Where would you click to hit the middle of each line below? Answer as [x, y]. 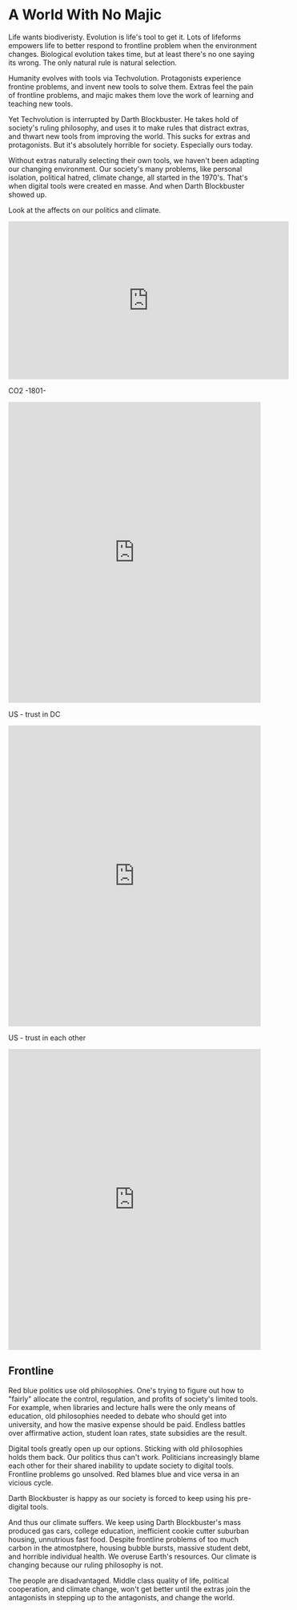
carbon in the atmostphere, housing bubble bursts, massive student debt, [129, 1547]
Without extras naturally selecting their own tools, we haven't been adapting [134, 160]
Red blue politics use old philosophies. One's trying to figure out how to [126, 1390]
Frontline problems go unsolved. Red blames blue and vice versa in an [124, 1474]
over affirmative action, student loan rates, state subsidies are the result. [128, 1433]
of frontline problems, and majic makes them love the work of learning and [131, 95]
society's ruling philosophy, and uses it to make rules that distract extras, [129, 128]
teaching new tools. [41, 104]
